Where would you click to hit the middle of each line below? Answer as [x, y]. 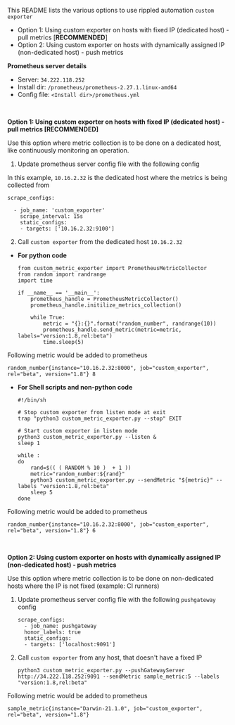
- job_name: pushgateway [61, 626]
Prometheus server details [47, 66]
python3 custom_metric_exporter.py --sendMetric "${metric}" [122, 480]
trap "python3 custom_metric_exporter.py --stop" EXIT [100, 418]
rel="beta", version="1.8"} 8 [52, 374]
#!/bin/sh [32, 400]
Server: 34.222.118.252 [51, 79]
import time [35, 281]
